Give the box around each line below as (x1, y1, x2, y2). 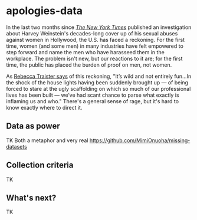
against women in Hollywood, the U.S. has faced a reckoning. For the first (6, 36, 185, 43)
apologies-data (6, 4, 83, 18)
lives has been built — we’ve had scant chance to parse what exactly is (6, 91, 179, 98)
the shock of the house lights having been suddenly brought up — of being (6, 78, 189, 86)
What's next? (6, 193, 57, 203)
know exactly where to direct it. (6, 104, 83, 111)
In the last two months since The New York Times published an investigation (6, 24, 192, 31)
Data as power (6, 121, 60, 131)
